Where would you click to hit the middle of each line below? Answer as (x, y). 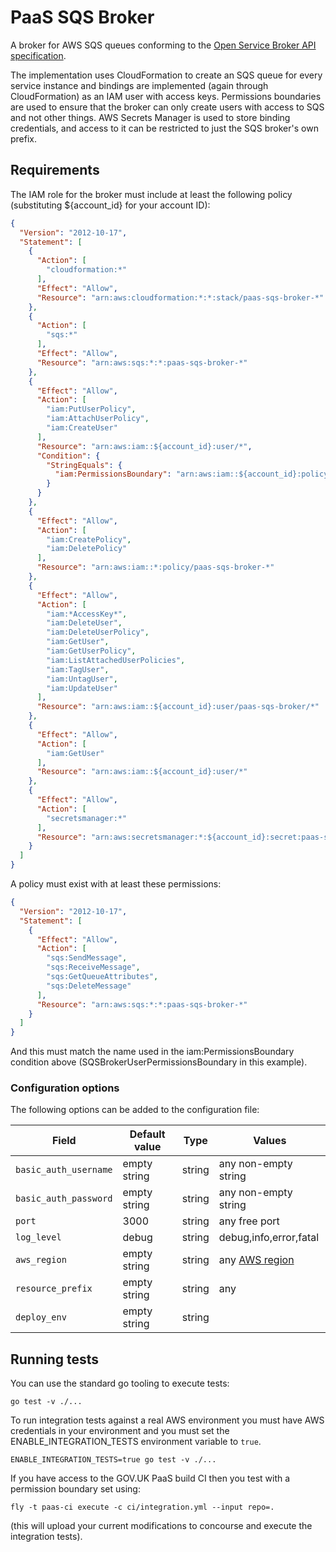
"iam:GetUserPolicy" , (91, 651)
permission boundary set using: (75, 1489)
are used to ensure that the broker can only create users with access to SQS (167, 107)
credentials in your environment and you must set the (120, 1431)
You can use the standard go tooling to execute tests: (120, 1383)
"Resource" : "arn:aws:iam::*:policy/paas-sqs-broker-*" (155, 567)
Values (270, 1141)
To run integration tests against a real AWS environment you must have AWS (167, 1420)
